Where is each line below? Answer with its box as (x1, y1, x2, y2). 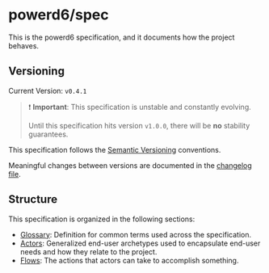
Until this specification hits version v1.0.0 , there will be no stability (27, 120, 250, 130)
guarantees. (27, 129, 69, 139)
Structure (8, 192, 58, 207)
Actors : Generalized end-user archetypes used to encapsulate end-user (19, 238, 261, 248)
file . (8, 169, 22, 178)
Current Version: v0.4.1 (8, 86, 87, 95)
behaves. (8, 40, 39, 50)
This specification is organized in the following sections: (8, 214, 195, 224)
